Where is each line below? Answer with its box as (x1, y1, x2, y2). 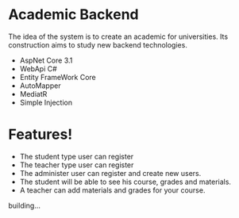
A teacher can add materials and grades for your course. (19, 185, 206, 195)
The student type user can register (19, 151, 134, 161)
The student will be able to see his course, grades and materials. (19, 177, 232, 186)
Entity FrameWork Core (19, 72, 97, 82)
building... (8, 201, 41, 210)
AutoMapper (19, 81, 61, 90)
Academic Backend (8, 6, 139, 24)
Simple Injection (19, 98, 73, 107)
